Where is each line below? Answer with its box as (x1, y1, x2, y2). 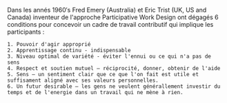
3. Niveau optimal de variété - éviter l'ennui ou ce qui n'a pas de (7, 53, 212, 60)
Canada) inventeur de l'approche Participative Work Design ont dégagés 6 (7, 13, 219, 21)
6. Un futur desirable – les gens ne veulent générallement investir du (7, 83, 221, 90)
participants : (7, 27, 45, 36)
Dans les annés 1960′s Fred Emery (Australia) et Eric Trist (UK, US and (7, 6, 207, 14)
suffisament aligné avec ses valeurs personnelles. (7, 77, 159, 84)
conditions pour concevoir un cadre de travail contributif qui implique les (7, 21, 214, 28)
